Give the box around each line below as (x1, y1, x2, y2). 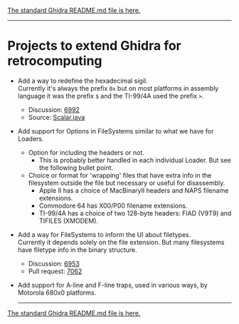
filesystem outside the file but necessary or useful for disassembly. (28, 178, 225, 187)
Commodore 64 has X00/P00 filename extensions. (38, 201, 188, 210)
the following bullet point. (38, 163, 114, 172)
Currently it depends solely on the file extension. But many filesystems (17, 238, 225, 246)
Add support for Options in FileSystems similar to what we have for (17, 126, 214, 135)
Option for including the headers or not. (28, 148, 144, 156)
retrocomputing (7, 53, 102, 69)
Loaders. (17, 134, 44, 143)
